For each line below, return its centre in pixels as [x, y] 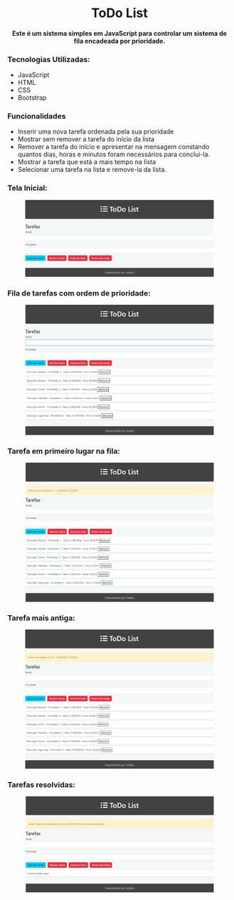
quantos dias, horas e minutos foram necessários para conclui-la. [114, 154]
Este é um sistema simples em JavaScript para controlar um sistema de [119, 33]
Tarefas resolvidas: [42, 784]
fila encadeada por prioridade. [119, 41]
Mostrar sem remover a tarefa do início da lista [86, 139]
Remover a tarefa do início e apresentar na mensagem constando [113, 147]
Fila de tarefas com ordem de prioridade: [79, 293]
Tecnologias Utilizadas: [49, 59]
